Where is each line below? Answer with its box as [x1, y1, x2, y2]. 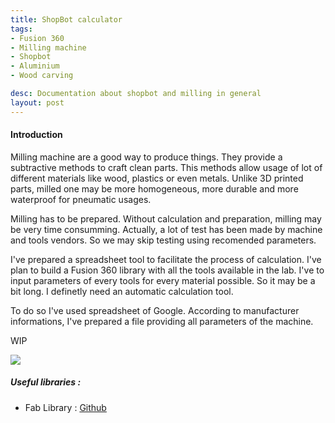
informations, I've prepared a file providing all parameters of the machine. [10, 315, 314, 327]
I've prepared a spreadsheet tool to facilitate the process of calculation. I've [10, 253, 322, 265]
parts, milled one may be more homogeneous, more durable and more [10, 182, 299, 195]
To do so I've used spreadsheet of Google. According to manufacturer [10, 304, 300, 316]
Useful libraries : [10, 376, 82, 388]
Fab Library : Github [24, 401, 107, 413]
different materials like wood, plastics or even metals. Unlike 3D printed [10, 172, 304, 184]
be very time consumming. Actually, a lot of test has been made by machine [10, 223, 323, 235]
